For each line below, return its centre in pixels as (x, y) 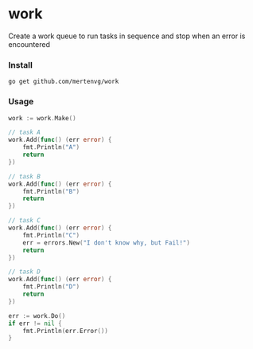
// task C (25, 221)
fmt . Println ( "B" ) (51, 191)
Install (21, 65)
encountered (29, 44)
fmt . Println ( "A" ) (51, 147)
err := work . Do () (37, 316)
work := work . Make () (43, 118)
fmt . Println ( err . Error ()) (66, 331)
